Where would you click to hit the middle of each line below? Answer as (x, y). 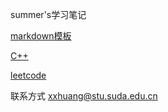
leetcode (28, 75)
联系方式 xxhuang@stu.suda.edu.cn (84, 96)
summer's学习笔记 (48, 14)
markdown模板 (41, 36)
